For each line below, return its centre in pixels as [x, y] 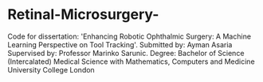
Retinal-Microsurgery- [83, 15]
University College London [51, 69]
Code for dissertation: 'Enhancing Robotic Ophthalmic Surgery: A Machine [130, 36]
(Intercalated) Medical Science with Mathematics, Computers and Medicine [131, 61]
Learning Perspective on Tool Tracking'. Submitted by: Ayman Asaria [120, 44]
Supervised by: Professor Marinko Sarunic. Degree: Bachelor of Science [126, 53]
